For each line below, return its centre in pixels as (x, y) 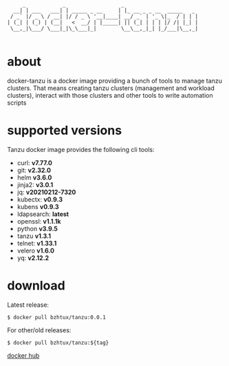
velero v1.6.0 (36, 250)
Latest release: (28, 305)
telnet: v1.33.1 (37, 243)
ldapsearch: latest (43, 214)
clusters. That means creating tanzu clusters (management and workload (111, 88)
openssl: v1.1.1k (39, 221)
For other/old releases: (39, 330)
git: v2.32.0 (34, 170)
